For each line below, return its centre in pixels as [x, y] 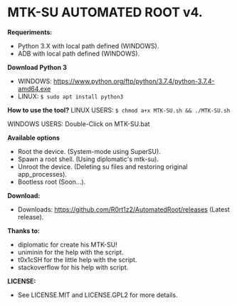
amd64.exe [34, 88]
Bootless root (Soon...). [52, 182]
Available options [34, 138]
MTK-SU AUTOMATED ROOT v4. [105, 12]
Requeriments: [30, 32]
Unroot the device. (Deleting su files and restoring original [102, 166]
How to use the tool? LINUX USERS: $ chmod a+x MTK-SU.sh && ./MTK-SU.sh [119, 110]
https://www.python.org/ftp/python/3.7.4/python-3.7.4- [134, 81]
